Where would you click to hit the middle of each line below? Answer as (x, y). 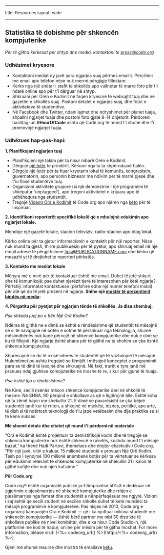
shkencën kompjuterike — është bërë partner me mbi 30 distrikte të (73, 517)
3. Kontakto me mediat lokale (35, 266)
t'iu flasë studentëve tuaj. (38, 182)
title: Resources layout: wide (33, 13)
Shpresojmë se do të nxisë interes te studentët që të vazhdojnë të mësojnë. (81, 356)
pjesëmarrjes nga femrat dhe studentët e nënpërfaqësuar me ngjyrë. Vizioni (81, 496)
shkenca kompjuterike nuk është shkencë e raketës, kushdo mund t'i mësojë (82, 441)
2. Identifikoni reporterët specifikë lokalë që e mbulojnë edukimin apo (77, 217)
